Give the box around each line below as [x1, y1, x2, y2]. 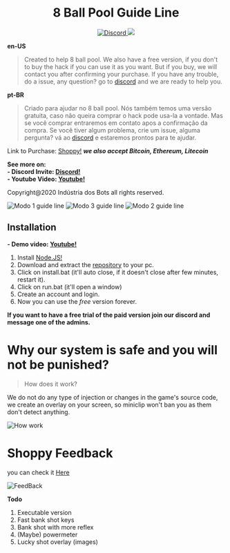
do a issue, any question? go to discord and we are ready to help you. [23, 77, 222, 86]
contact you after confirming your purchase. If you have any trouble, [23, 70, 219, 78]
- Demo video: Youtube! [7, 240, 77, 248]
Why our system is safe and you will [7, 342, 218, 358]
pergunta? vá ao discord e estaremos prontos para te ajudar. [23, 133, 197, 142]
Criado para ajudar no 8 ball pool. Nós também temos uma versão [23, 104, 212, 112]
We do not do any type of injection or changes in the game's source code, [7, 393, 218, 401]
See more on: [7, 160, 46, 168]
